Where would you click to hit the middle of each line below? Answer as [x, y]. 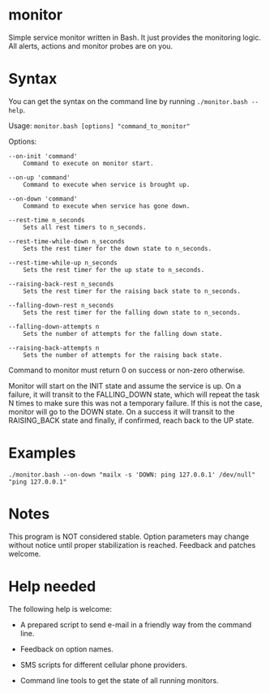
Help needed [52, 586]
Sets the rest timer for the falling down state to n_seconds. [132, 312]
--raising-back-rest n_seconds [61, 284]
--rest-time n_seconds [47, 220]
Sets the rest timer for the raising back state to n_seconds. [132, 291]
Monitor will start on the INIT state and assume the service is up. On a [125, 385]
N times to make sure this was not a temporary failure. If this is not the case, [135, 402]
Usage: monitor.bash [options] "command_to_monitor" [99, 125]
